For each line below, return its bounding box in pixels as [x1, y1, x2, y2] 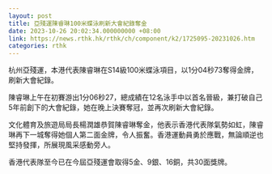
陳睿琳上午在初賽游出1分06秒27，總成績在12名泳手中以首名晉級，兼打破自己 [8, 92, 263, 102]
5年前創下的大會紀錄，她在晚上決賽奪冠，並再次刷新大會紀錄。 [8, 103, 219, 112]
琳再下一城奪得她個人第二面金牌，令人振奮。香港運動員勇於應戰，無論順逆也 [8, 130, 264, 140]
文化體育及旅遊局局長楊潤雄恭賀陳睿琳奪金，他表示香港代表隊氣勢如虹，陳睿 [8, 120, 264, 129]
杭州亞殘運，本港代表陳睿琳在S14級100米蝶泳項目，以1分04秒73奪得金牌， [8, 66, 258, 75]
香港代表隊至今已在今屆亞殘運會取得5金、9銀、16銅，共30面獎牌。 [8, 157, 232, 167]
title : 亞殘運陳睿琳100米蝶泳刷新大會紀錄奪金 [8, 19, 147, 28]
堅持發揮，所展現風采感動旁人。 [8, 140, 115, 150]
